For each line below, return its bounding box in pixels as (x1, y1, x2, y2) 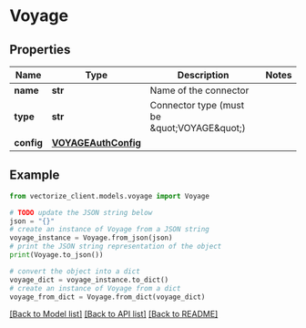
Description (177, 69, 229, 81)
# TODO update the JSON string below (9, 208, 153, 217)
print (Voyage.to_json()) (9, 251, 104, 260)
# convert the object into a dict (9, 266, 141, 276)
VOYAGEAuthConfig (51, 137, 141, 149)
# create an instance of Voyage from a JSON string (9, 225, 209, 234)
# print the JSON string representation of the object (9, 242, 222, 251)
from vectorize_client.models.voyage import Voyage (9, 191, 209, 200)
